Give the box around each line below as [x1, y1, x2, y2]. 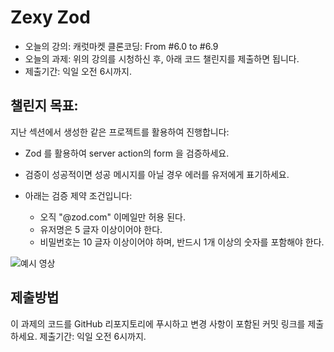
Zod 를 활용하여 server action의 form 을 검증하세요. [24, 147, 230, 159]
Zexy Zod [10, 6, 91, 29]
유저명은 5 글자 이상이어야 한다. [39, 223, 163, 235]
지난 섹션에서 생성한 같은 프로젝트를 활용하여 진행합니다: [10, 126, 230, 138]
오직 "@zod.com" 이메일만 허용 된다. [39, 211, 186, 223]
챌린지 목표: [10, 97, 79, 115]
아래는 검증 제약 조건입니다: [24, 189, 133, 201]
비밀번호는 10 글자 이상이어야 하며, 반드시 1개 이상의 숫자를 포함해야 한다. [39, 236, 325, 248]
